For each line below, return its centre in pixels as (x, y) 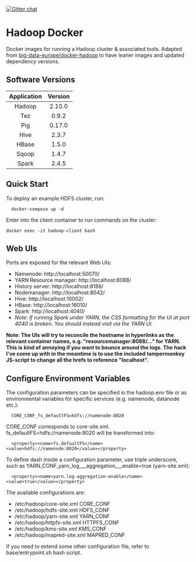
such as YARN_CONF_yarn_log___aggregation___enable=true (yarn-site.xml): (98, 466)
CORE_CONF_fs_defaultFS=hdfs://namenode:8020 (68, 416)
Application (25, 96)
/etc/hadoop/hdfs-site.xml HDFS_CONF (62, 510)
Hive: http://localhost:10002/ (49, 299)
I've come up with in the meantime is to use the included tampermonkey (95, 354)
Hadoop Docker (45, 33)
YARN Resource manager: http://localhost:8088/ (73, 280)
